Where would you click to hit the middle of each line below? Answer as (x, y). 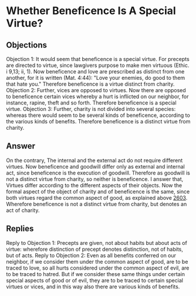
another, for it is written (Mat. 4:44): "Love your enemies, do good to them (96, 78)
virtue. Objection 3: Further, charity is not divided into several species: (91, 109)
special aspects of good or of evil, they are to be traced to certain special (95, 280)
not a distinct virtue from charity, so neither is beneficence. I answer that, (95, 179)
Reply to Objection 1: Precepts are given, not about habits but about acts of (97, 243)
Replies (20, 229)
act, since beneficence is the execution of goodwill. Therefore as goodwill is (98, 173)
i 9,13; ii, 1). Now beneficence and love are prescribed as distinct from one (95, 71)
